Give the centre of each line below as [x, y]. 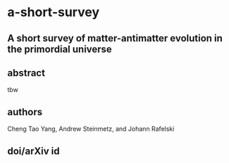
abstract [26, 73]
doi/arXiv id [33, 151]
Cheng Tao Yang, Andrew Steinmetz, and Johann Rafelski [91, 129]
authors [25, 112]
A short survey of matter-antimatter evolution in [115, 38]
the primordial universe [60, 49]
